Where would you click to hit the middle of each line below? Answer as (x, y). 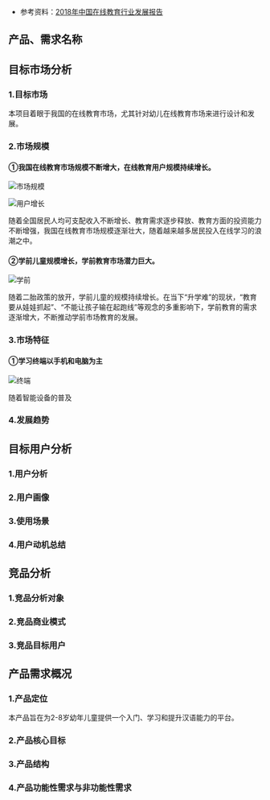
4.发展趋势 (29, 420)
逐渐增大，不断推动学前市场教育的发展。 (75, 317)
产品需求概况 (40, 674)
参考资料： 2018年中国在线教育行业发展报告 (91, 12)
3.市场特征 (29, 340)
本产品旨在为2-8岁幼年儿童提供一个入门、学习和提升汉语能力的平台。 (123, 718)
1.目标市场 (28, 94)
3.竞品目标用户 (37, 645)
